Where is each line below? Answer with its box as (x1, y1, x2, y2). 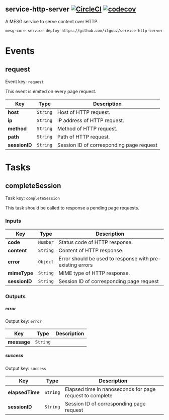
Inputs (5, 217, 22, 224)
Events (5, 45, 35, 56)
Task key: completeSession (5, 195, 60, 201)
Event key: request (5, 79, 44, 85)
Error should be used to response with (58, 255, 149, 262)
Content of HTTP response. (58, 247, 124, 254)
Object (38, 259, 54, 264)
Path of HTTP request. (57, 133, 110, 140)
